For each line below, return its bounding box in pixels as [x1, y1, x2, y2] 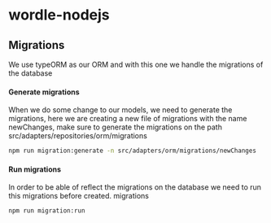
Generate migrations [8, 87, 80, 97]
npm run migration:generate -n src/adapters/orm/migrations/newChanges [8, 146, 256, 155]
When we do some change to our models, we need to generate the [8, 105, 233, 115]
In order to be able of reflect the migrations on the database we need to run [8, 182, 262, 192]
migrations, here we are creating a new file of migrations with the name [8, 114, 247, 124]
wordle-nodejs [8, 6, 110, 24]
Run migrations [8, 164, 62, 174]
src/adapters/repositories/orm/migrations [8, 131, 148, 141]
